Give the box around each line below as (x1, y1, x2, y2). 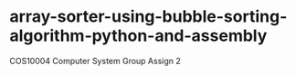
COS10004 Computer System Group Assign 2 (9, 55, 181, 66)
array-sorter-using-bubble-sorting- (9, 6, 288, 27)
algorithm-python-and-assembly (9, 25, 268, 46)
